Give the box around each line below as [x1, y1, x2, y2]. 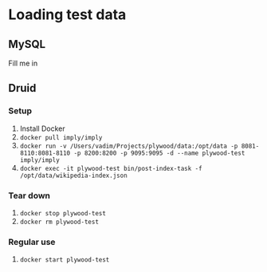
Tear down [8, 190, 50, 201]
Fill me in [8, 58, 38, 68]
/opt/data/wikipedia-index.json [19, 171, 128, 179]
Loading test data [8, 6, 127, 24]
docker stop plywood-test [19, 209, 106, 217]
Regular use [8, 236, 56, 247]
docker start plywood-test [19, 256, 110, 264]
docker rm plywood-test [19, 218, 100, 226]
